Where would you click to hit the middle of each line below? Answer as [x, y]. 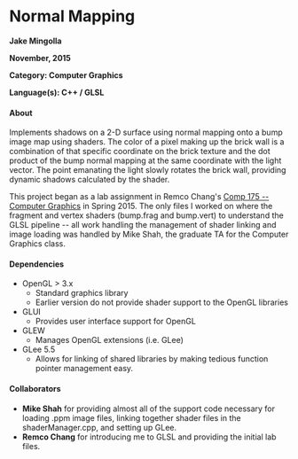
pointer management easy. [84, 369]
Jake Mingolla [35, 41]
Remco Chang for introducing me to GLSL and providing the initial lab [149, 437]
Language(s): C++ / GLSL [57, 92]
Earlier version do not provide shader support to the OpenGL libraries [161, 302]
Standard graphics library [82, 293]
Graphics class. [38, 244]
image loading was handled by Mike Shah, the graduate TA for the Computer [149, 234]
